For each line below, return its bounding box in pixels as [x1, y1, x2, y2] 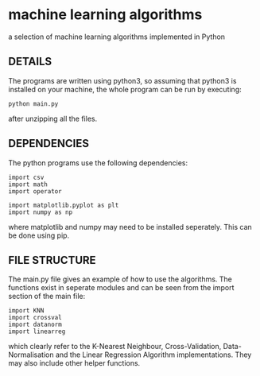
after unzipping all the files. [8, 114, 98, 123]
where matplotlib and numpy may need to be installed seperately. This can [8, 222, 252, 231]
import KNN [8, 307, 45, 315]
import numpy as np [8, 208, 73, 216]
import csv [8, 173, 45, 181]
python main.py [8, 99, 59, 108]
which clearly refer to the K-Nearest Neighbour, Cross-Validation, [8, 342, 222, 351]
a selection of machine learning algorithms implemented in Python [8, 32, 225, 41]
